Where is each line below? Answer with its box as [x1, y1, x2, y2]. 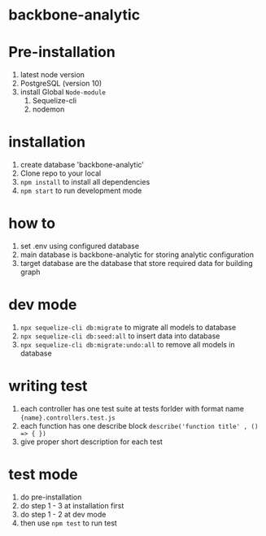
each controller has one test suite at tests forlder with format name [20, 403, 244, 413]
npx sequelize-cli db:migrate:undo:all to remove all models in [20, 339, 236, 349]
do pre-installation [20, 492, 82, 502]
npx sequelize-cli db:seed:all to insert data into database [20, 331, 220, 341]
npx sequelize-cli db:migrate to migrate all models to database [20, 322, 237, 332]
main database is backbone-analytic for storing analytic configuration [20, 250, 255, 259]
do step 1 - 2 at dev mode [20, 509, 107, 519]
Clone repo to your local [20, 168, 102, 178]
